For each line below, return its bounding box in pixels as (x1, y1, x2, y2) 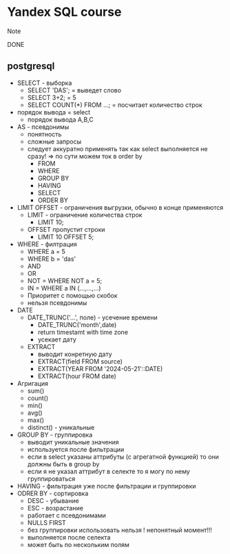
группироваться (27, 474, 76, 483)
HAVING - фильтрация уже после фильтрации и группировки (17, 482, 196, 490)
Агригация (17, 379, 48, 387)
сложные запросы (27, 137, 81, 146)
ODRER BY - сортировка (17, 489, 89, 497)
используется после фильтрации (27, 445, 125, 453)
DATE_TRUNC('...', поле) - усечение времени (27, 313, 158, 321)
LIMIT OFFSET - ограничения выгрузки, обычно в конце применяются (17, 203, 224, 211)
